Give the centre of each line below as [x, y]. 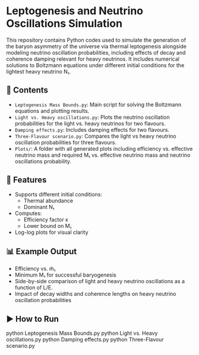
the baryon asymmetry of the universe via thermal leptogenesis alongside [97, 46]
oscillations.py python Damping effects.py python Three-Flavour [85, 340]
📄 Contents [27, 90]
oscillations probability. [43, 161]
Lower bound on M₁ [48, 226]
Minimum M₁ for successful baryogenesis [66, 275]
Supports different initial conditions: [59, 194]
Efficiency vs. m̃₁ [35, 269]
